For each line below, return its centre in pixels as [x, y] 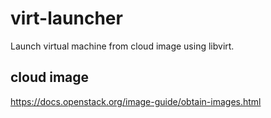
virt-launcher [66, 18]
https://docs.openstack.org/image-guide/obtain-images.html [136, 101]
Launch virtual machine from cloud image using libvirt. [122, 46]
